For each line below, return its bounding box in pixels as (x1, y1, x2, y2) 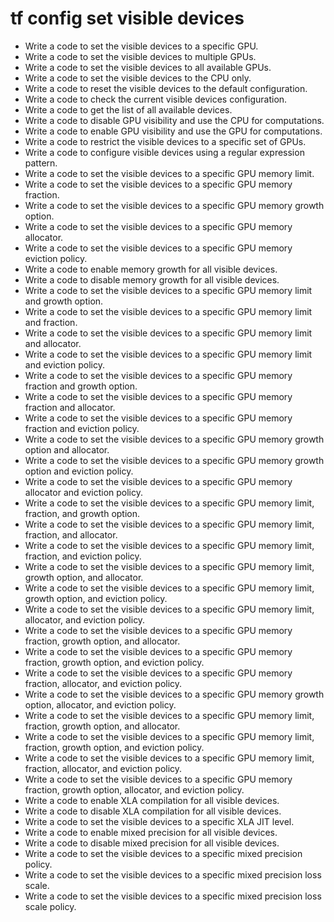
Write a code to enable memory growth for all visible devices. (24, 263, 278, 275)
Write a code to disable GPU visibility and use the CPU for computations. (24, 114, 325, 126)
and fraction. (24, 316, 78, 328)
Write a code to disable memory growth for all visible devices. (24, 273, 280, 286)
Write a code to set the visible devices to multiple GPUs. (24, 50, 257, 62)
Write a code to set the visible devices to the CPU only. (24, 72, 252, 84)
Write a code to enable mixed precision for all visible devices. (24, 826, 278, 838)
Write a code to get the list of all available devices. (24, 103, 233, 116)
